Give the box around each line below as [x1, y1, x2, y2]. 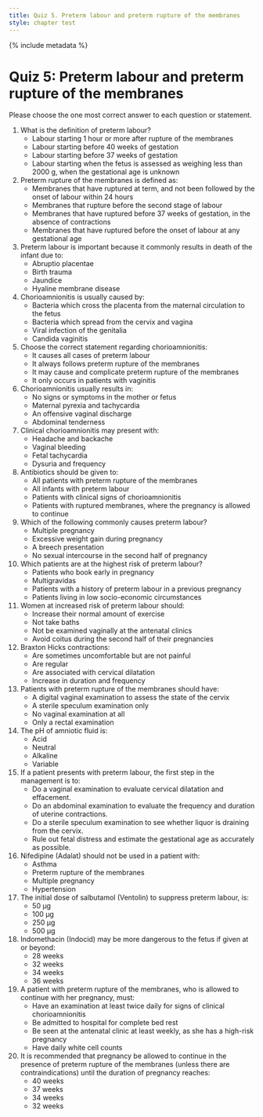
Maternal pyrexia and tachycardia [31, 401, 140, 411]
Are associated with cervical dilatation [31, 668, 156, 677]
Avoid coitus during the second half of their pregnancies [31, 634, 214, 644]
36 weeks [31, 976, 64, 986]
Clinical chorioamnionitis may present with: [20, 425, 160, 436]
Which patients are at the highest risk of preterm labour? [20, 559, 203, 569]
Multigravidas [31, 576, 77, 586]
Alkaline [31, 751, 58, 761]
